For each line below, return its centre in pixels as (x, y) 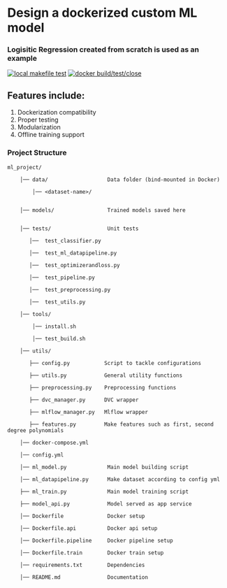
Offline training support (51, 135)
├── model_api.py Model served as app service (106, 504)
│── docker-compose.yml (54, 443)
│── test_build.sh (59, 338)
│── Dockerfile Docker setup (82, 516)
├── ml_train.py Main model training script (104, 492)
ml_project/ (24, 167)
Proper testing (38, 120)
